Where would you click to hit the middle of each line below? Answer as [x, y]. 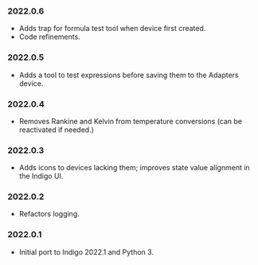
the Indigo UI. [41, 176]
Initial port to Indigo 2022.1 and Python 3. [86, 251]
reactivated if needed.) [57, 130]
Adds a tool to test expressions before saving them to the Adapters [129, 75]
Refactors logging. [49, 214]
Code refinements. [49, 37]
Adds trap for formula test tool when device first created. [112, 29]
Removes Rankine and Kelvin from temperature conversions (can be [131, 121]
